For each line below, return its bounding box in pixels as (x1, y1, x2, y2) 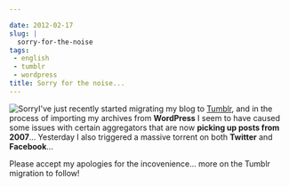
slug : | (9, 28, 38, 38)
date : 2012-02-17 (9, 20, 74, 29)
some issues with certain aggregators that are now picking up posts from (9, 122, 280, 133)
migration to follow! (9, 167, 80, 178)
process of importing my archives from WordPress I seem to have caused (9, 112, 281, 123)
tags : (9, 45, 29, 54)
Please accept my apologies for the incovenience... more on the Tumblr (9, 158, 271, 169)
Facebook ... (9, 141, 53, 151)
